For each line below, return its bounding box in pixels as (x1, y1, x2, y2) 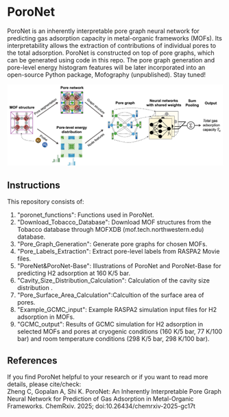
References (7, 355, 58, 366)
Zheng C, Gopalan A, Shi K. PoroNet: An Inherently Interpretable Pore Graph (7, 388, 221, 396)
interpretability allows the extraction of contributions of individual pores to (7, 41, 217, 49)
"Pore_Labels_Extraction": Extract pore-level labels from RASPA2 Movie (16, 248, 220, 256)
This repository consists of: (7, 198, 84, 206)
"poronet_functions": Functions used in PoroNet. (16, 211, 154, 219)
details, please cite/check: (7, 380, 82, 388)
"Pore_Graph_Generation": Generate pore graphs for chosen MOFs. (16, 240, 208, 248)
